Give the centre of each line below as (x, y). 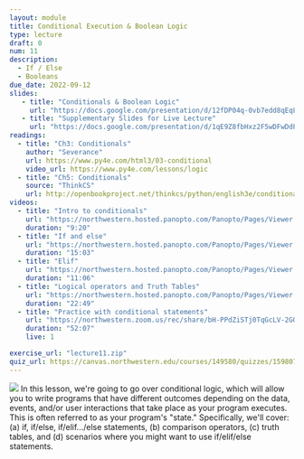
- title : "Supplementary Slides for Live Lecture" (119, 118)
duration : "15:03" (60, 253)
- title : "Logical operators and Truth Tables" (109, 286)
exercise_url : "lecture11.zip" (68, 353)
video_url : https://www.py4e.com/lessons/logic (117, 169)
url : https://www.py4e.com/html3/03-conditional (119, 160)
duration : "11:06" (60, 278)
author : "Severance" (64, 152)
